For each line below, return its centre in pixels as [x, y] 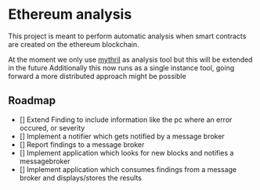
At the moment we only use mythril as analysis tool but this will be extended [130, 59]
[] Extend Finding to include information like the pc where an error [126, 120]
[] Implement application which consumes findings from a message [128, 169]
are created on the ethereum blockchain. [74, 44]
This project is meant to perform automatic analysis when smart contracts [127, 36]
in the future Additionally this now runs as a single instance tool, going [121, 67]
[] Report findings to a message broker [82, 144]
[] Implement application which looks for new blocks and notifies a [126, 152]
